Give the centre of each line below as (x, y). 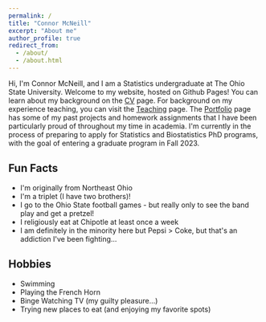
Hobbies (30, 265)
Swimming (37, 283)
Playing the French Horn (60, 292)
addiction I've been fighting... (68, 238)
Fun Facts (33, 168)
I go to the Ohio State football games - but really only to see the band (134, 205)
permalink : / (30, 16)
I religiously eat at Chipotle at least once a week (99, 222)
